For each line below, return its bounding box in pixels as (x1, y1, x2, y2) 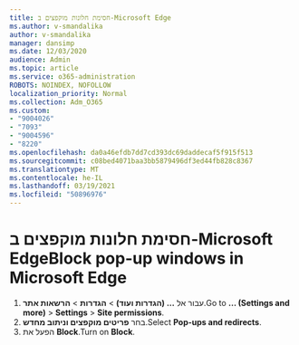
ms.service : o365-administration (9, 72, 136, 81)
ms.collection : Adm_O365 (9, 97, 103, 107)
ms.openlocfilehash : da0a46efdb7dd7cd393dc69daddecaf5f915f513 (9, 148, 254, 157)
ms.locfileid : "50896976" (9, 190, 107, 199)
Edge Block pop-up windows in (9, 248, 245, 269)
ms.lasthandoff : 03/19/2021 (9, 182, 116, 191)
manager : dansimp (9, 38, 75, 48)
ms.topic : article (9, 64, 79, 73)
